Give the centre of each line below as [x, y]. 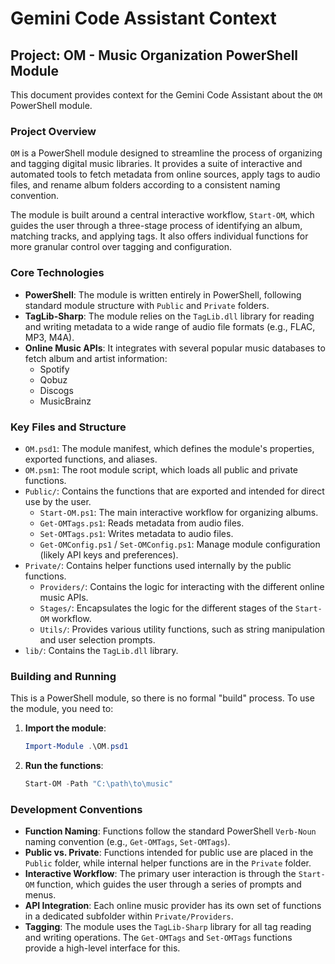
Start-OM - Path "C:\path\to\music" [99, 784]
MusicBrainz [65, 401]
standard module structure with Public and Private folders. [147, 305]
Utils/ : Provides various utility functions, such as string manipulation [182, 629]
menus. [40, 895]
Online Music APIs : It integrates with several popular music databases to [175, 348]
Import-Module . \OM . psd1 [76, 747]
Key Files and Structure [68, 427]
